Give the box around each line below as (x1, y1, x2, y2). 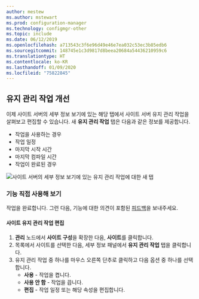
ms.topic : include (6, 31, 52, 37)
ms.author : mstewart (6, 14, 58, 20)
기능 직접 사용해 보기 (6, 190, 62, 198)
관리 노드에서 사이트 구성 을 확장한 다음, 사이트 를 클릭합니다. (14, 234, 154, 241)
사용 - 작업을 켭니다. (23, 271, 71, 278)
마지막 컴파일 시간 (14, 153, 57, 160)
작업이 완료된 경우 (14, 161, 57, 168)
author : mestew (6, 8, 44, 15)
